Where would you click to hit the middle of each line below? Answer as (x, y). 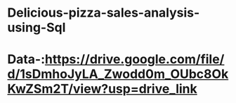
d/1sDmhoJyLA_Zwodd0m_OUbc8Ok (118, 74)
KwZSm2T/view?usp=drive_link (103, 89)
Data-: (26, 60)
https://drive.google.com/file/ (135, 60)
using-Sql (37, 27)
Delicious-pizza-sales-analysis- (104, 13)
